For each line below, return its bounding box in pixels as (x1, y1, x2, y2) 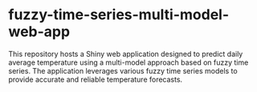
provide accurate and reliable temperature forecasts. (8, 74, 183, 84)
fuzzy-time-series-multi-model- (8, 6, 230, 24)
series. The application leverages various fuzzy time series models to (8, 66, 239, 75)
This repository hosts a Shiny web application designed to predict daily (8, 49, 243, 58)
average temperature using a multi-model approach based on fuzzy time (8, 58, 249, 67)
